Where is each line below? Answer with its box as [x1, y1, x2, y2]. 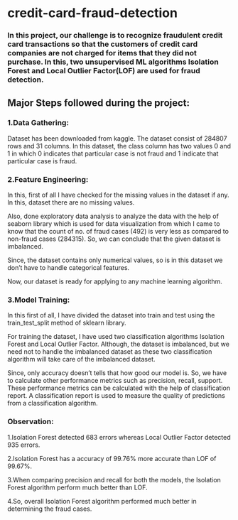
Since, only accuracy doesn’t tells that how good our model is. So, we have [7, 369, 227, 377]
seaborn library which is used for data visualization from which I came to [7, 220, 220, 228]
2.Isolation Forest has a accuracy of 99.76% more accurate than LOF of [7, 454, 217, 462]
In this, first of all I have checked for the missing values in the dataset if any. [7, 190, 229, 200]
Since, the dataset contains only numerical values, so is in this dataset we [7, 256, 223, 264]
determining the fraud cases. [7, 504, 92, 513]
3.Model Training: [7, 295, 70, 305]
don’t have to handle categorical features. [7, 264, 130, 272]
